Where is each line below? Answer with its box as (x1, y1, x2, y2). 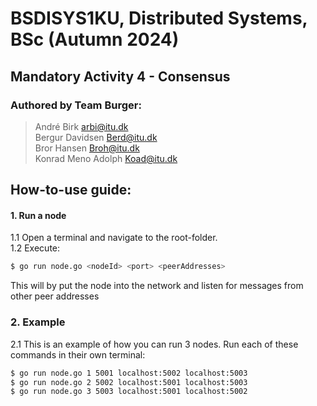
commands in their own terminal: (10, 348, 146, 361)
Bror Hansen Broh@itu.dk (34, 142, 140, 154)
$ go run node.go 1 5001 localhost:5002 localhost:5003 (10, 368, 248, 378)
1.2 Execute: (10, 242, 61, 254)
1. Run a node (10, 209, 67, 221)
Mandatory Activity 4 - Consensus (10, 68, 231, 85)
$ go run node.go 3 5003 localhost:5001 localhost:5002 (10, 387, 248, 397)
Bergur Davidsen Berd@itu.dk (34, 131, 158, 143)
